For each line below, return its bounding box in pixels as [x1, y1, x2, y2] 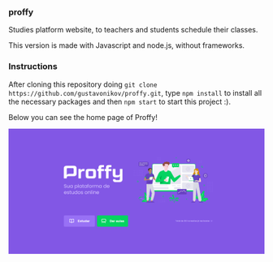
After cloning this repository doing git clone [8, 79, 158, 89]
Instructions [8, 61, 58, 72]
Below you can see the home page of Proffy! [8, 112, 158, 122]
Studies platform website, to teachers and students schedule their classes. [8, 25, 258, 35]
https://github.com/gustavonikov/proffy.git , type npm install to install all [8, 88, 262, 97]
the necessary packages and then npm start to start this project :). [8, 97, 232, 106]
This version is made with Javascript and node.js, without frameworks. [8, 41, 245, 50]
